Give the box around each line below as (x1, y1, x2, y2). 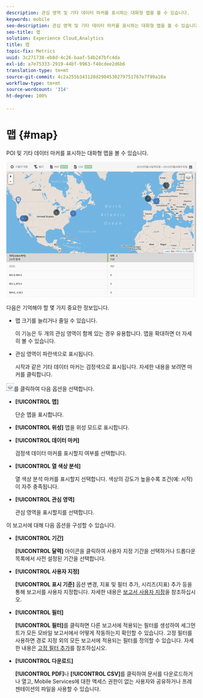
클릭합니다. (26, 371, 53, 378)
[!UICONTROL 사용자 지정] (14, 568, 80, 576)
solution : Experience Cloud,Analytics (6, 35, 104, 42)
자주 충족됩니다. (21, 483, 59, 491)
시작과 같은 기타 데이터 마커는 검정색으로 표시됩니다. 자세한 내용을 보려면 (14, 363, 186, 371)
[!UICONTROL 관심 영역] (14, 496, 75, 503)
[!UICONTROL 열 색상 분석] (14, 463, 81, 470)
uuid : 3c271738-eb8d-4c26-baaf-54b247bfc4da (6, 55, 120, 61)
